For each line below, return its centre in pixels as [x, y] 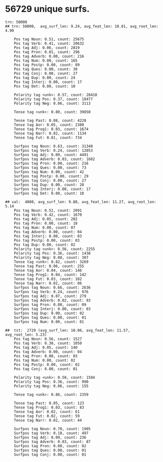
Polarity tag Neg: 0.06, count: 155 [51, 386]
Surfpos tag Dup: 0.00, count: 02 [49, 313]
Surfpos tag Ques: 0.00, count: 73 [50, 167]
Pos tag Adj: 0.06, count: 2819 [47, 47]
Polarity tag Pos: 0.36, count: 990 [51, 382]
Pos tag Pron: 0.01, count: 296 [47, 52]
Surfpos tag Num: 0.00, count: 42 [49, 172]
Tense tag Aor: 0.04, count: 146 [48, 270]
